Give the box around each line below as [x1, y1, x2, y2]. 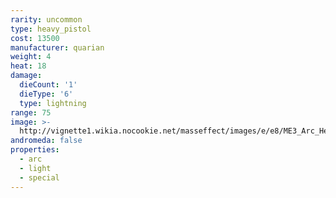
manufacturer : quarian [10, 42, 105, 53]
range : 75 [10, 107, 52, 118]
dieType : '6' [19, 89, 74, 99]
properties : [10, 145, 60, 155]
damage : [10, 71, 43, 81]
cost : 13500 [10, 33, 60, 43]
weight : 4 [10, 52, 52, 62]
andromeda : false [10, 136, 83, 146]
